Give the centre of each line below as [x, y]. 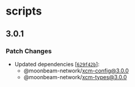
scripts [24, 11]
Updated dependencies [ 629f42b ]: [57, 64]
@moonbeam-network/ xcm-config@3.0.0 [76, 71]
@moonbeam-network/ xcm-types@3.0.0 [75, 77]
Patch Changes [29, 51]
